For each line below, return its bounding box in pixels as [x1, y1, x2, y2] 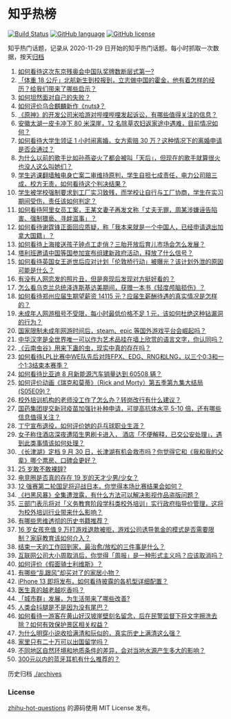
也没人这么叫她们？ [17, 162, 73, 170]
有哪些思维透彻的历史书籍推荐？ [17, 516, 109, 525]
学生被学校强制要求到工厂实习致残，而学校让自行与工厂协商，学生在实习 [17, 188, 223, 196]
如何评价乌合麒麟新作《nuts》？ [17, 102, 106, 110]
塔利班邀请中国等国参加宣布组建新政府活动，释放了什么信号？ [17, 248, 194, 256]
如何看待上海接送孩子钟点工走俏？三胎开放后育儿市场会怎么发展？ [17, 240, 205, 248]
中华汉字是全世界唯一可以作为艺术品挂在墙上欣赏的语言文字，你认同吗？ [17, 335, 223, 343]
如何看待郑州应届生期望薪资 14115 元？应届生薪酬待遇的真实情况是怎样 [17, 292, 218, 300]
